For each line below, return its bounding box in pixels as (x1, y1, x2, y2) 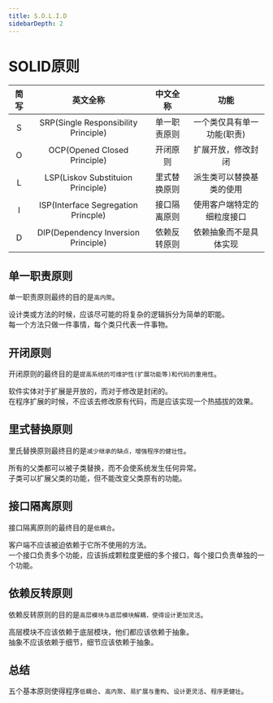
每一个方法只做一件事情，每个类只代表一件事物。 (8, 319, 172, 330)
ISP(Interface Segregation (39, 200, 138, 211)
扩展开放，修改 (193, 144, 251, 156)
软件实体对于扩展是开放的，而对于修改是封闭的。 (8, 386, 172, 396)
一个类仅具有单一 (193, 116, 259, 128)
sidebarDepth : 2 (8, 20, 63, 28)
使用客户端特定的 (193, 199, 259, 210)
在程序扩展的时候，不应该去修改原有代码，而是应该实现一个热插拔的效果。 (8, 397, 258, 406)
